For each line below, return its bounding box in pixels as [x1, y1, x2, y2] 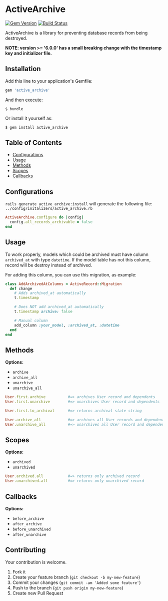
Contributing [5, 546, 46, 554]
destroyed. [5, 35, 27, 41]
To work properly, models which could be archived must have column [5, 251, 149, 257]
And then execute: [5, 97, 43, 103]
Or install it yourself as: [5, 115, 52, 121]
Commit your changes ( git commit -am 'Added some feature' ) [12, 579, 141, 585]
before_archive [12, 516, 44, 521]
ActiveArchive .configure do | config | [5, 215, 84, 220]
